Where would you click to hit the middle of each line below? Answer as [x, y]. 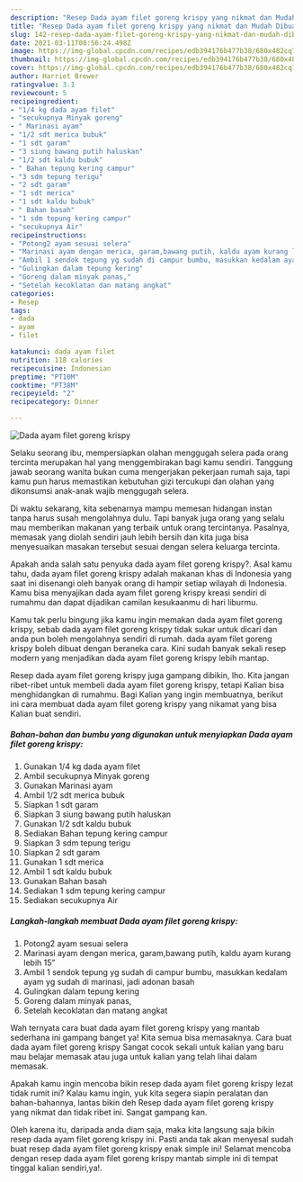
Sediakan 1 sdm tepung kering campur [94, 891]
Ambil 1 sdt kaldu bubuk [67, 871]
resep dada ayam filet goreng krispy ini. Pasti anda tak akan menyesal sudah [152, 1139]
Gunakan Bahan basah [65, 881]
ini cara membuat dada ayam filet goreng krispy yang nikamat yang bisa [143, 704]
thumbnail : [31, 59]
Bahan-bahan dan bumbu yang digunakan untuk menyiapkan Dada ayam [151, 734]
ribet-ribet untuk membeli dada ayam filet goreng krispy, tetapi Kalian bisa [147, 685]
